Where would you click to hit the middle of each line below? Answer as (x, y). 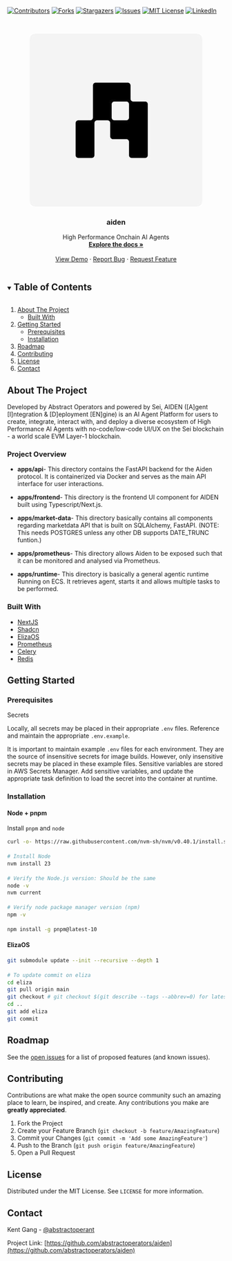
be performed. (38, 589)
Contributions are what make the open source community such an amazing (114, 1095)
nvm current (24, 893)
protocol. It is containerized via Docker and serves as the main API (112, 476)
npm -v (17, 915)
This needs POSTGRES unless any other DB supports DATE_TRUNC (113, 533)
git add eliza (28, 1012)
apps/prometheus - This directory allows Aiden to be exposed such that (120, 554)
